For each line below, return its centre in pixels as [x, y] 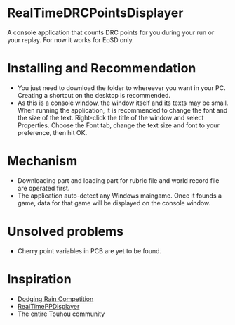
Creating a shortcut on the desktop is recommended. [94, 95]
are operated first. [43, 188]
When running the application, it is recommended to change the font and [122, 110]
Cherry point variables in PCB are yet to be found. [89, 250]
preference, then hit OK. [52, 132]
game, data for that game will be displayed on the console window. [114, 203]
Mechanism [42, 161]
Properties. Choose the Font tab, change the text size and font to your [118, 125]
